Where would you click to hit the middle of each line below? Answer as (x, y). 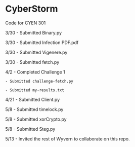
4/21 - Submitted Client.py (33, 99)
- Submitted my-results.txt (35, 90)
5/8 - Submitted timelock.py (34, 109)
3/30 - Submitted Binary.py (34, 32)
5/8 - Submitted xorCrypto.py (36, 119)
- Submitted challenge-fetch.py (39, 81)
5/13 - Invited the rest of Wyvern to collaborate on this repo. (67, 139)
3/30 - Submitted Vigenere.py (36, 52)
